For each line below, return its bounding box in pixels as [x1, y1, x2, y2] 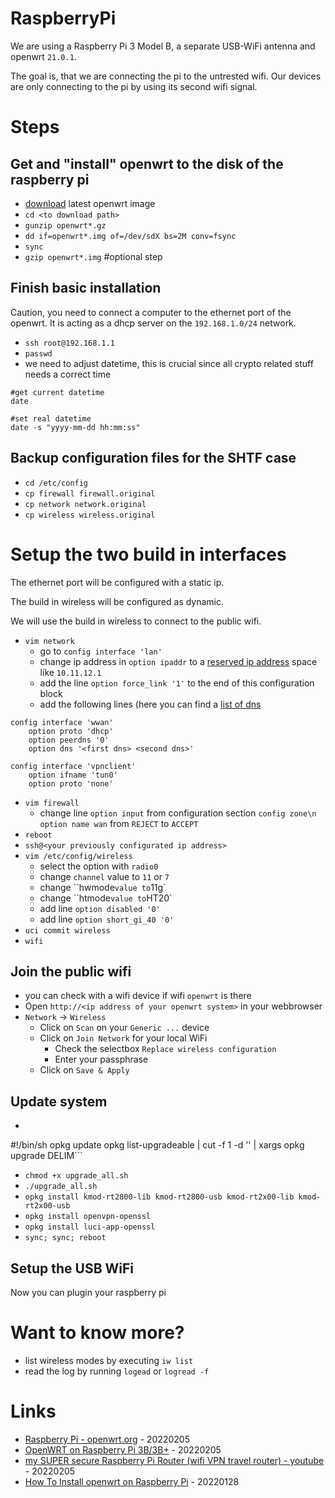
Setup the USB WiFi [10, 1260, 135, 1277]
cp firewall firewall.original [24, 488, 156, 499]
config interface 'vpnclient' [10, 761, 137, 771]
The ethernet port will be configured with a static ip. [10, 576, 225, 588]
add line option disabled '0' [39, 902, 161, 914]
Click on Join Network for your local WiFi [39, 1032, 208, 1044]
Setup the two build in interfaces [10, 543, 287, 566]
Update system [10, 1093, 108, 1110]
